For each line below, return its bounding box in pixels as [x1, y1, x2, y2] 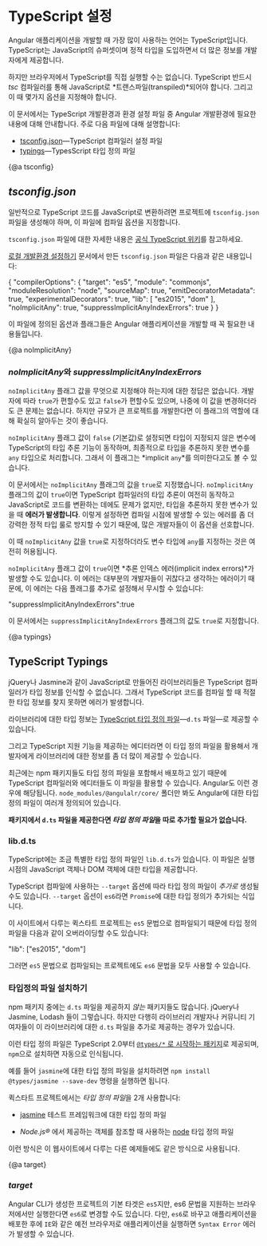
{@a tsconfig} [8, 161, 54, 172]
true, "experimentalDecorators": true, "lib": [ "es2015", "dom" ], [8, 294, 216, 303]
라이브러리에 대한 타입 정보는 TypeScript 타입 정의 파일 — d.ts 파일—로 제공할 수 [8, 714, 259, 723]
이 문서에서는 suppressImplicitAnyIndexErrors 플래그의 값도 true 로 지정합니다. [8, 616, 259, 626]
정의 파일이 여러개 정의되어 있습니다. [8, 797, 121, 807]
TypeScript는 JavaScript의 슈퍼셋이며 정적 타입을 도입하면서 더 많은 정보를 [8, 45, 243, 54]
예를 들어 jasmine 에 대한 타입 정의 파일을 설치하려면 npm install [8, 1066, 211, 1076]
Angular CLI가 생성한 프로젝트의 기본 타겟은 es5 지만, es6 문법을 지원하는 [8, 1199, 235, 1208]
